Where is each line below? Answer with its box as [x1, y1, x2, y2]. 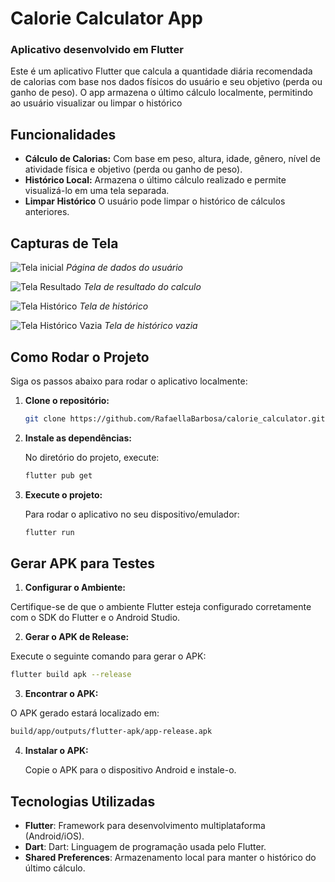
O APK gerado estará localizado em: [10, 707, 160, 719]
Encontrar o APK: [24, 688, 99, 700]
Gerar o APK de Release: [24, 631, 130, 643]
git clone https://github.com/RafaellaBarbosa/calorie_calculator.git [24, 413, 326, 424]
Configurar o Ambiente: [24, 582, 126, 594]
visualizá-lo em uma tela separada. [24, 185, 170, 197]
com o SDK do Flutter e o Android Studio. [10, 612, 181, 624]
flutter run [24, 527, 75, 537]
